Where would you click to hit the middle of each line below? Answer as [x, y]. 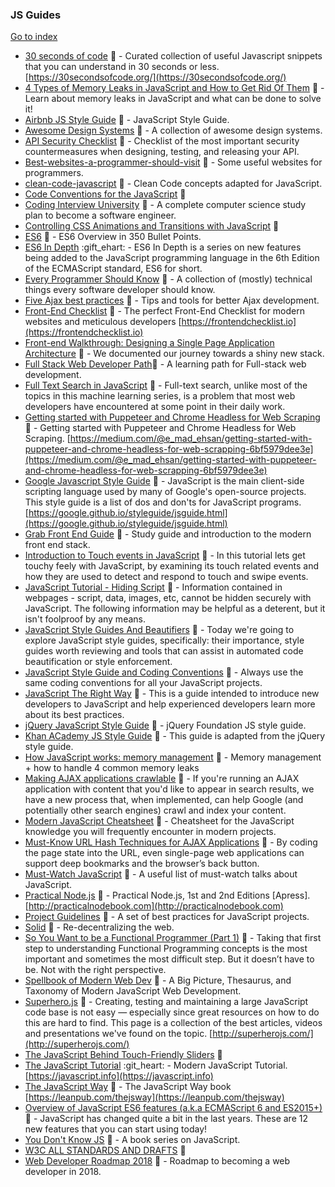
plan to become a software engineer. [100, 215]
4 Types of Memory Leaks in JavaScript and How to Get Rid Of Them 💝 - [174, 88]
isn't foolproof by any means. [85, 619]
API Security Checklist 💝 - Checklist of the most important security [162, 141]
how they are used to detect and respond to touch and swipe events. [166, 577]
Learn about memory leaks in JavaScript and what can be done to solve [173, 99]
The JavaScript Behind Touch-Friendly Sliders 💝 [123, 1055]
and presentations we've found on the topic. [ [118, 1034]
